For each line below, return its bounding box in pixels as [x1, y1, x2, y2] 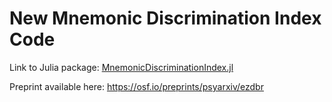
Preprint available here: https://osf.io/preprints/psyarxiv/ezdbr [9, 80, 264, 92]
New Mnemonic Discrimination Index [9, 7, 322, 30]
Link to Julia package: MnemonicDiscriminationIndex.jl [9, 61, 234, 73]
